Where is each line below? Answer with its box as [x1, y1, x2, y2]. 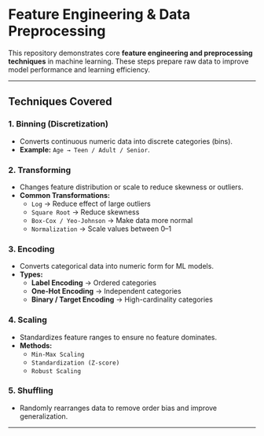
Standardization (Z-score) [31, 359, 120, 367]
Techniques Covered [8, 95, 112, 108]
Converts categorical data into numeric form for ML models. [19, 262, 214, 271]
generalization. [19, 411, 68, 421]
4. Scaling [8, 314, 47, 325]
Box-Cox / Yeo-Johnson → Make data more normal [31, 215, 193, 225]
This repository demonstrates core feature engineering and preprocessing [8, 48, 253, 57]
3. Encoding [8, 244, 55, 255]
